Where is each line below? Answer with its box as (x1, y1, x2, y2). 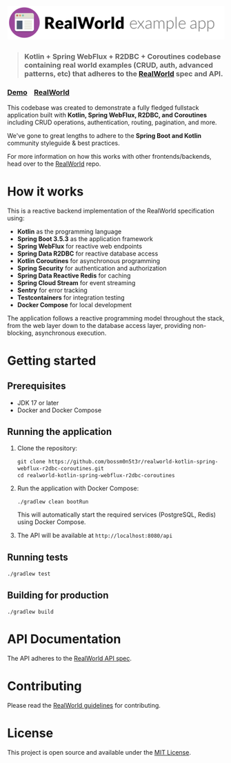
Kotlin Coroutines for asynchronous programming (17, 256, 161, 264)
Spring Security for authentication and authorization (17, 264, 167, 272)
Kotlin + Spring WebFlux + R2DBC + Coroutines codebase (23, 52, 221, 61)
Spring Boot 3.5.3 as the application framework (17, 234, 153, 243)
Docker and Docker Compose (17, 406, 102, 414)
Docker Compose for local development (17, 300, 132, 309)
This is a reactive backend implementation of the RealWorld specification (7, 206, 215, 215)
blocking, (7, 329, 34, 337)
